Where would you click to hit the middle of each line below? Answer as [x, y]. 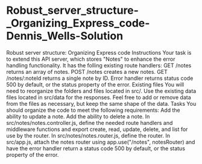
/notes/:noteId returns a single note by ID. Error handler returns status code [100, 78]
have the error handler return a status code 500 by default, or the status [96, 148]
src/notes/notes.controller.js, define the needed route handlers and [90, 123]
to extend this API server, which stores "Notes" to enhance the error [91, 59]
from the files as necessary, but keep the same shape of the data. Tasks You [101, 103]
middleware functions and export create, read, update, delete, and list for [97, 129]
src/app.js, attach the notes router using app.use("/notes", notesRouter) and [101, 142]
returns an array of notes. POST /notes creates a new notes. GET [87, 71]
